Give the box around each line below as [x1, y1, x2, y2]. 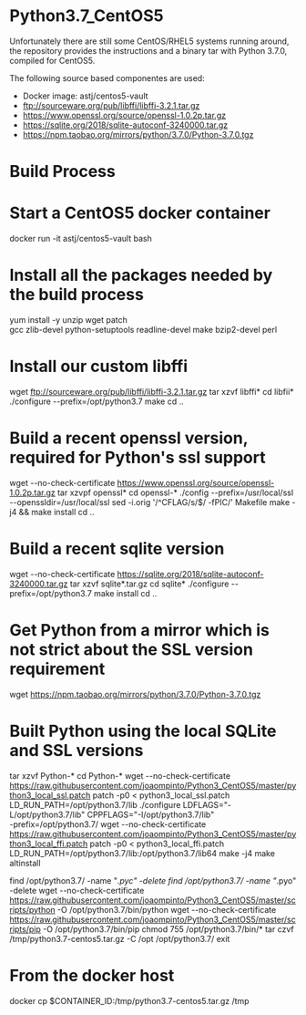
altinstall [9, 857, 41, 868]
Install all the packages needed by [9, 265, 273, 285]
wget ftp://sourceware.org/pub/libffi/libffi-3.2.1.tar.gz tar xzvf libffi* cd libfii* [9, 386, 294, 397]
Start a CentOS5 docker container [9, 202, 271, 223]
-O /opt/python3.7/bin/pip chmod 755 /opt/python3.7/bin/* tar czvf [42, 923, 294, 935]
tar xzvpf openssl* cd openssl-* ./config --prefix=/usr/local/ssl [57, 487, 294, 498]
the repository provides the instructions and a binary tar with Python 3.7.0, [9, 45, 288, 56]
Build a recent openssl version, [9, 428, 249, 449]
